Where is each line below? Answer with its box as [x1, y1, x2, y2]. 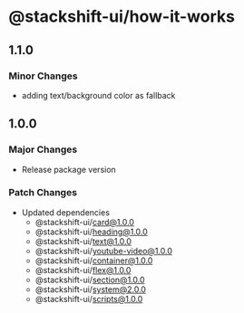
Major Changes [8, 143, 78, 156]
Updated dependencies [21, 206, 111, 218]
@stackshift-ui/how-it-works [8, 6, 235, 27]
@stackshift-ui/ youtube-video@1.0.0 [34, 245, 173, 256]
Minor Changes [8, 70, 78, 82]
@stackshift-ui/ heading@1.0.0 [34, 226, 149, 237]
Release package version [21, 164, 117, 175]
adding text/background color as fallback [21, 90, 176, 100]
